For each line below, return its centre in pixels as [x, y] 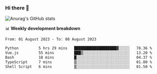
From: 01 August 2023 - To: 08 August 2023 [51, 39]
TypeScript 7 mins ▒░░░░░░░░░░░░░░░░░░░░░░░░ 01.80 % [79, 62]
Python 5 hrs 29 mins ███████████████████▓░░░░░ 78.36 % [79, 48]
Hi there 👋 [17, 8]
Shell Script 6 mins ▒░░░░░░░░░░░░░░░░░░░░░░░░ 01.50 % [79, 67]
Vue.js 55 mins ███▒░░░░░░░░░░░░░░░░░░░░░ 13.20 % [79, 53]
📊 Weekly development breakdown [43, 29]
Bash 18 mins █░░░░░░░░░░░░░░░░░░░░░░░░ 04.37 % [79, 57]
